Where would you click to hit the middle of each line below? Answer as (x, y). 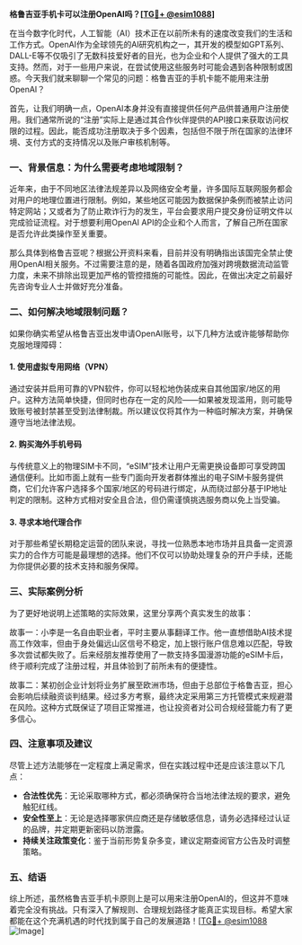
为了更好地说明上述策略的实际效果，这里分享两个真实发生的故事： (131, 613)
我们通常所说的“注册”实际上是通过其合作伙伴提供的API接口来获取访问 (153, 119)
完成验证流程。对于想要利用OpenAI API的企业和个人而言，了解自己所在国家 (149, 223)
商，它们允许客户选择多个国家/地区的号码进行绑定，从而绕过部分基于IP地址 (148, 488)
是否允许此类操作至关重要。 (61, 234)
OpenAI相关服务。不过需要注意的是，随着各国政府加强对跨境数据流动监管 (153, 264)
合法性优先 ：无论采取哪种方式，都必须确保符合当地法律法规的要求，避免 (156, 795)
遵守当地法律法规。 (45, 422)
